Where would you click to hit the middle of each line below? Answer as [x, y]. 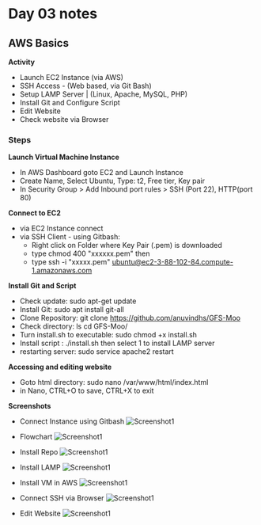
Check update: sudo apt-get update [78, 301]
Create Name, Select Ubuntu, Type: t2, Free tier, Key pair [112, 181]
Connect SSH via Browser [62, 498]
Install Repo [39, 452]
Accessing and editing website [60, 367]
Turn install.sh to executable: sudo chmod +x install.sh [108, 335]
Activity [22, 62]
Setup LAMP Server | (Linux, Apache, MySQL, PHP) [104, 94]
